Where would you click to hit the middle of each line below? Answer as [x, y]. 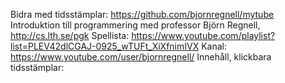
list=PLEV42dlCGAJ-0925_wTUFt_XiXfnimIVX [105, 46]
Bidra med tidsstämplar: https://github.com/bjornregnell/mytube [142, 14]
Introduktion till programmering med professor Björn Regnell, [135, 25]
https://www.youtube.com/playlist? [203, 35]
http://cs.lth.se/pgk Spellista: [70, 35]
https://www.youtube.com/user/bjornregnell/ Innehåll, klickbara [141, 57]
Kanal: [214, 46]
